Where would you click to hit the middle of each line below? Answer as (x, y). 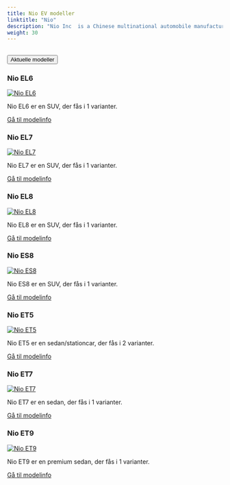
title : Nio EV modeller (41, 13)
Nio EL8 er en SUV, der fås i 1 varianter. (62, 225)
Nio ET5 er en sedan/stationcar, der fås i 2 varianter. (81, 343)
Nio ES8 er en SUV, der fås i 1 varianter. (63, 284)
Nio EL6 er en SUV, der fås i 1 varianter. (62, 106)
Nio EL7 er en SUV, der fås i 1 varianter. (62, 166)
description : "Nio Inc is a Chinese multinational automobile (99, 26)
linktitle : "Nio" (32, 20)
